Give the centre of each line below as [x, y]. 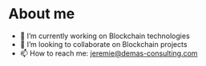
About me [42, 14]
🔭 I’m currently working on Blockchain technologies [105, 36]
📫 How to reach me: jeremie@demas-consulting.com [109, 53]
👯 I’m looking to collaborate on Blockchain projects [103, 44]
